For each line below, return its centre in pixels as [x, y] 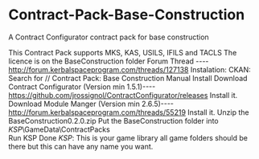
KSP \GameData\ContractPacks [59, 129]
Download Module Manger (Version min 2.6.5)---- [91, 104]
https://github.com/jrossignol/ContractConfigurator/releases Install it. [123, 95]
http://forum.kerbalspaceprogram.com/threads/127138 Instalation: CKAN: [129, 69]
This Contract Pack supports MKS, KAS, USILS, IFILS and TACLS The [123, 52]
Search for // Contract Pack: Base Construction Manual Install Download [128, 78]
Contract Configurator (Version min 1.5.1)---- [82, 87]
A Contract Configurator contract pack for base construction [109, 37]
